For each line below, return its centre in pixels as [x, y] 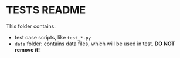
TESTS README [46, 10]
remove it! [27, 49]
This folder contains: [31, 26]
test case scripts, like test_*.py [53, 37]
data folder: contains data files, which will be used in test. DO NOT [95, 43]
